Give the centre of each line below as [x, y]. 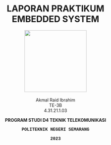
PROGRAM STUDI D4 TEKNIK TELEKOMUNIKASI [55, 120]
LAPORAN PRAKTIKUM [55, 9]
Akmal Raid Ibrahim [55, 100]
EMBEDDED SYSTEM [55, 19]
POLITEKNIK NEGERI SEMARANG [55, 129]
